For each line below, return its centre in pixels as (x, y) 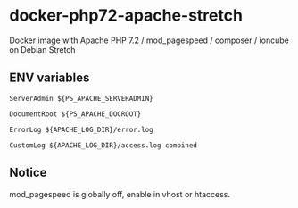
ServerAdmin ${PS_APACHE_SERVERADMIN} (81, 98)
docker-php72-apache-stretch (126, 16)
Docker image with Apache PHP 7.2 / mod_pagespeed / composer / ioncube (149, 40)
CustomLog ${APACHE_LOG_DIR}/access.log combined (103, 145)
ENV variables (50, 78)
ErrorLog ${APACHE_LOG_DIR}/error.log (81, 129)
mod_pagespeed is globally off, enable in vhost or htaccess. (120, 194)
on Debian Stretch (42, 49)
